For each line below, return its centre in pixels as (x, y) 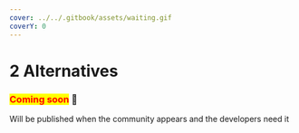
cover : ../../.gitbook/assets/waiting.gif (91, 18)
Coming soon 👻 (43, 99)
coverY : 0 (28, 26)
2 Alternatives (64, 71)
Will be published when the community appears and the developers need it (149, 119)
